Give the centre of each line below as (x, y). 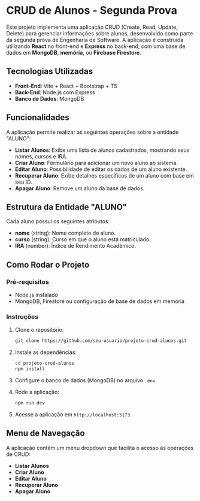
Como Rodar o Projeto (48, 265)
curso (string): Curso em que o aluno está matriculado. (83, 239)
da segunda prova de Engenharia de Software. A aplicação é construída (95, 40)
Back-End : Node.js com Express (55, 92)
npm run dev (30, 403)
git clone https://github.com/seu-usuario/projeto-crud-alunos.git (101, 341)
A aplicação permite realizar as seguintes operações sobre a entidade (93, 132)
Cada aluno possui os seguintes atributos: (58, 221)
